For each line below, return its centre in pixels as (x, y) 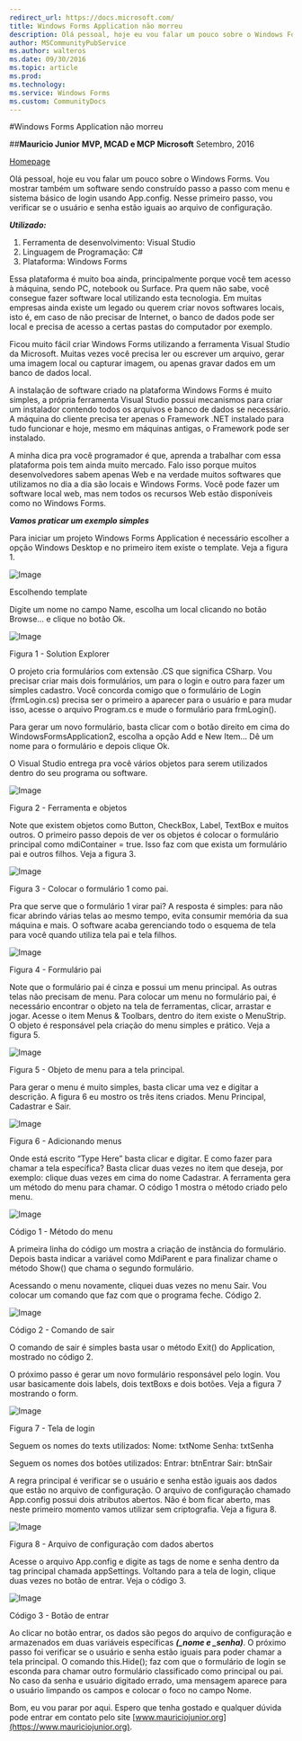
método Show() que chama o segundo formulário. (102, 1268)
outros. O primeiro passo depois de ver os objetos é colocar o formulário (144, 835)
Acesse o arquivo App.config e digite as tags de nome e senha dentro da (144, 1562)
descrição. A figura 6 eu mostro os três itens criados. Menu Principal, (138, 1097)
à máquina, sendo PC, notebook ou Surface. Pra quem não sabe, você (139, 289)
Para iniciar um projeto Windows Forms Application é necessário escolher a (149, 538)
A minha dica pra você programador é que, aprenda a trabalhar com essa (145, 456)
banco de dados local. (50, 373)
